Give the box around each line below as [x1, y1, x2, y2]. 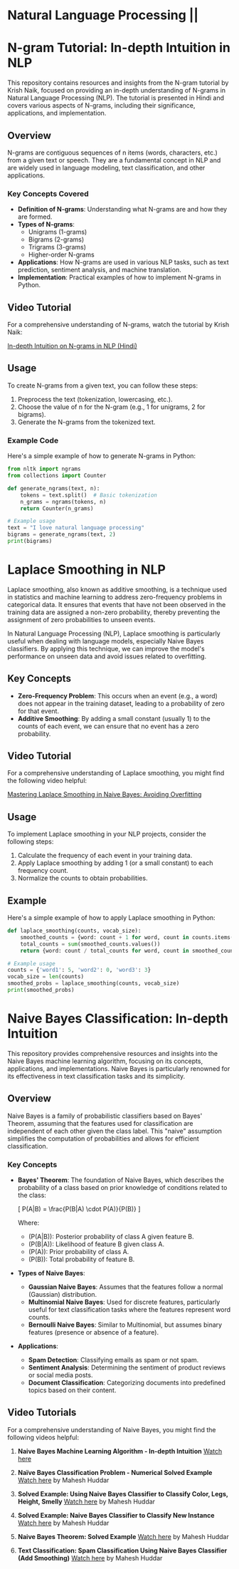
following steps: [7, 837, 54, 846]
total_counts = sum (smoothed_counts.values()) [20, 941, 161, 948]
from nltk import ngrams [7, 465, 81, 473]
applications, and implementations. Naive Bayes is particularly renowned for [7, 1064, 230, 1072]
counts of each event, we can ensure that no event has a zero [17, 722, 199, 730]
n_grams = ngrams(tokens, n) [20, 498, 107, 505]
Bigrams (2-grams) [28, 235, 85, 244]
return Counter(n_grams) [20, 504, 94, 512]
